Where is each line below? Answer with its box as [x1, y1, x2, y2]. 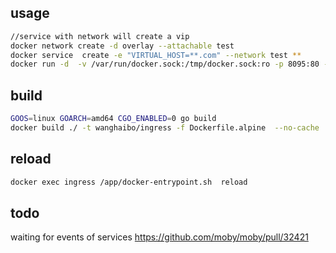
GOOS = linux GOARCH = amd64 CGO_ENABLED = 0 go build [10, 114, 217, 124]
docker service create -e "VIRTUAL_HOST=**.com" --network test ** [10, 50, 302, 60]
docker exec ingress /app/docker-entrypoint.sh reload [10, 177, 248, 187]
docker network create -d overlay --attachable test [10, 41, 235, 51]
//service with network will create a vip [10, 31, 190, 41]
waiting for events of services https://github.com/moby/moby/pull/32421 [10, 231, 309, 243]
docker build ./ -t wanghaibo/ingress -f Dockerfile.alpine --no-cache [10, 123, 320, 133]
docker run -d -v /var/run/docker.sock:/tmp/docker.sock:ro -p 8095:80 [10, 59, 320, 70]
